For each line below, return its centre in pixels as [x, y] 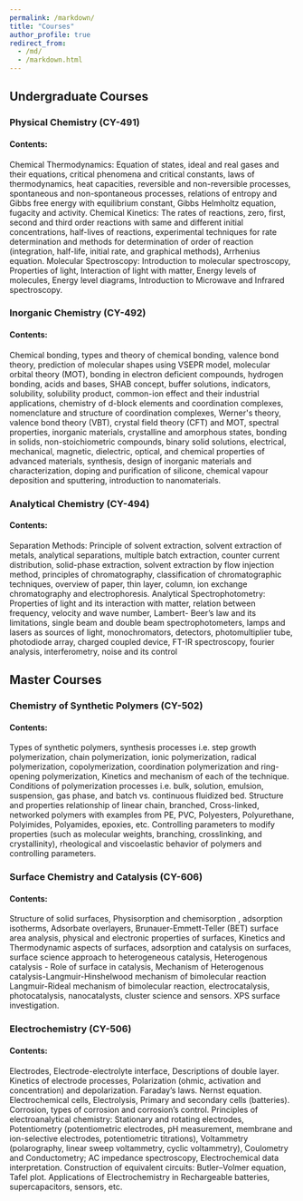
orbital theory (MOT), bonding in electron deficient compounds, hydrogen [147, 374]
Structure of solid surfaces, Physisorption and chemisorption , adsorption [146, 919]
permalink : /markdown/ [52, 18]
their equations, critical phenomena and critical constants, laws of [132, 174]
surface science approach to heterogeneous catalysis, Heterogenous [139, 957]
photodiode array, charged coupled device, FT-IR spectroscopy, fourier [142, 641]
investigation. [34, 1006]
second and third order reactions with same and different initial [127, 222]
